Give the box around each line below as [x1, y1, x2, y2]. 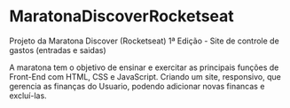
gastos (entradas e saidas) [9, 44, 106, 55]
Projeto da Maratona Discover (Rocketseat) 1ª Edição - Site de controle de [9, 35, 279, 46]
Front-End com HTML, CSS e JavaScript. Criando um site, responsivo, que [9, 71, 281, 81]
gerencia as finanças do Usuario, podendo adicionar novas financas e [9, 81, 265, 91]
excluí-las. [9, 90, 47, 101]
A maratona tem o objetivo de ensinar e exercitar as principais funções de [9, 62, 279, 73]
